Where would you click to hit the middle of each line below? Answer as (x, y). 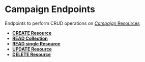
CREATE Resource (32, 33)
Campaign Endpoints (50, 9)
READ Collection (30, 38)
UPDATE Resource (32, 49)
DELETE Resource (32, 54)
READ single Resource (36, 43)
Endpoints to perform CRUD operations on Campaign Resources (72, 23)
